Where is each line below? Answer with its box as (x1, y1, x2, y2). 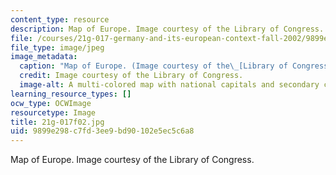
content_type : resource (10, 14, 110, 25)
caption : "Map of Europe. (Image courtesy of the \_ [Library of (19, 61, 288, 71)
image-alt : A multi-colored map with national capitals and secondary (19, 80, 320, 90)
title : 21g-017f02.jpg (10, 117, 105, 127)
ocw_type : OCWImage (10, 98, 92, 108)
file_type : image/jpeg (10, 42, 105, 53)
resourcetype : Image (10, 107, 97, 118)
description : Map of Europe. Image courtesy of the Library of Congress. (10, 24, 325, 34)
